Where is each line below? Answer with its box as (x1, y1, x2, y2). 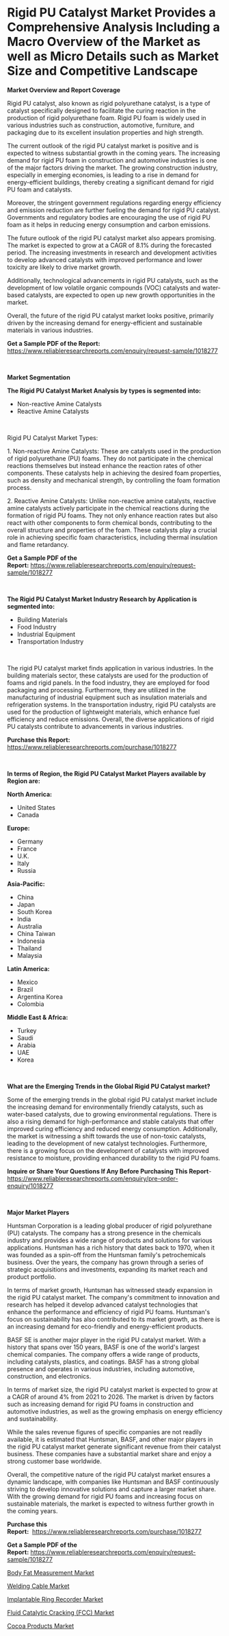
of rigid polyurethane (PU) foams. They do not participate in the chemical (7, 454, 213, 463)
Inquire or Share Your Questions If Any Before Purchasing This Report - (7, 1167, 212, 1175)
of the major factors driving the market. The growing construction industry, (7, 163, 218, 172)
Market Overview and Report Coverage (7, 86, 121, 94)
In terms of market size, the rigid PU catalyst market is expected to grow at (7, 1385, 218, 1394)
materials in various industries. (7, 326, 94, 334)
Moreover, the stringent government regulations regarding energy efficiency (7, 198, 221, 207)
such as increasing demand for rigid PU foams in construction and (7, 1400, 193, 1408)
